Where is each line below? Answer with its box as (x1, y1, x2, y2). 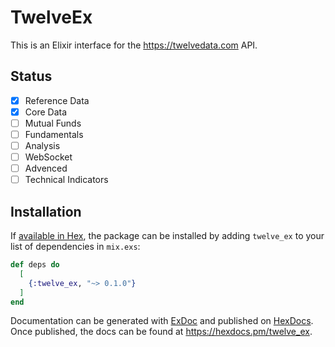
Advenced (24, 162, 68, 175)
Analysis (24, 140, 61, 151)
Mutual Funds (24, 117, 82, 129)
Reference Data (24, 94, 90, 106)
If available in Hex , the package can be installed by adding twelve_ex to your (10, 230, 325, 242)
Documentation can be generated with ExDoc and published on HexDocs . (10, 315, 314, 327)
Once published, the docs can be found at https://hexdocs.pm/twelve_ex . (10, 326, 313, 338)
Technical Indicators (24, 174, 109, 186)
